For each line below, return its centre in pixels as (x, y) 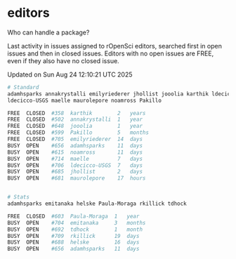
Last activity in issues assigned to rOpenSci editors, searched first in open (115, 46)
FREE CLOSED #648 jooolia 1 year (75, 126)
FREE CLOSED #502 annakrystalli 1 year (75, 120)
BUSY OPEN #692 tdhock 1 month (75, 230)
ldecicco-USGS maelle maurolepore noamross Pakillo (84, 100)
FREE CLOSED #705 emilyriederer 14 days (75, 139)
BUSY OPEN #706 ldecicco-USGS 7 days (75, 165)
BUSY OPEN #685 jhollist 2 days (75, 172)
